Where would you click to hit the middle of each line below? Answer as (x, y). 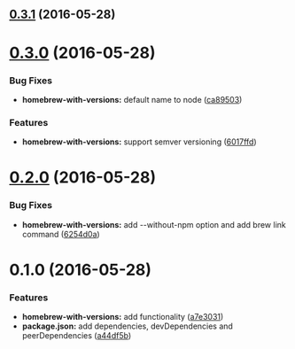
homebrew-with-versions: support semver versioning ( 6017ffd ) (139, 142)
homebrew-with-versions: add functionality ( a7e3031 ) (123, 317)
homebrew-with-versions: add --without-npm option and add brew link (154, 224)
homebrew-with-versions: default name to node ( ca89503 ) (132, 99)
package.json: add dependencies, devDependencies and (127, 326)
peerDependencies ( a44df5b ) (76, 336)
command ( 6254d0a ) (61, 234)
